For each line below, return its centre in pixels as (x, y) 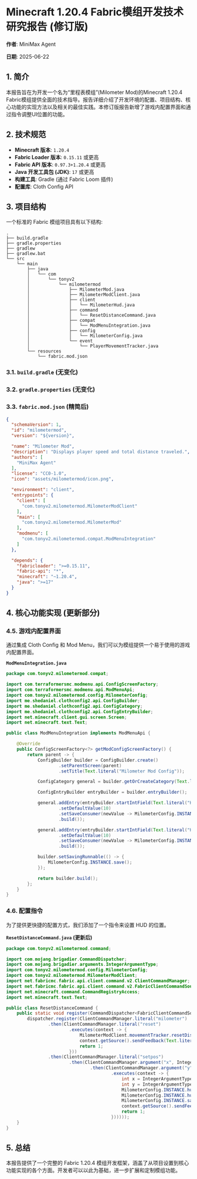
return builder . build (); (68, 878)
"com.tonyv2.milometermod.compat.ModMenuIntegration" (89, 539)
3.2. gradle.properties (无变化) (51, 389)
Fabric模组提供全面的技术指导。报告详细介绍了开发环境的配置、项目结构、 (96, 99)
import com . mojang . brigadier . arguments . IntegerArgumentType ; (82, 965)
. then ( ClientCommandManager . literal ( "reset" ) (104, 1025)
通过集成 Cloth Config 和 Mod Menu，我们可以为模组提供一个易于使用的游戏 (98, 645)
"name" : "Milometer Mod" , (43, 446)
